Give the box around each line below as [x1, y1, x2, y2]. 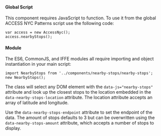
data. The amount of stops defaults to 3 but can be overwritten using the [5, 115, 155, 121]
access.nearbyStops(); [5, 34, 52, 39]
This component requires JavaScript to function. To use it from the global [5, 15, 156, 21]
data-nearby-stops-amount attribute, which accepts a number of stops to [5, 120, 154, 126]
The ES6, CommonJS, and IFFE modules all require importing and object [5, 56, 154, 62]
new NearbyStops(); [5, 75, 46, 80]
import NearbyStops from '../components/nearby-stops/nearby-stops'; [5, 71, 153, 76]
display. [5, 125, 21, 132]
